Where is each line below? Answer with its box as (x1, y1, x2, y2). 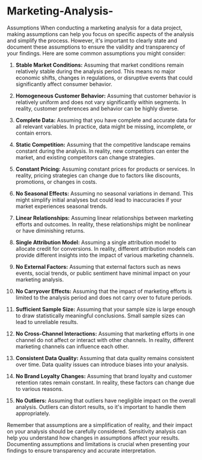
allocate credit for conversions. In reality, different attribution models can (15, 245, 196, 252)
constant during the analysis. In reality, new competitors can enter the (15, 147, 189, 155)
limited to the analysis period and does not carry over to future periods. (15, 293, 193, 301)
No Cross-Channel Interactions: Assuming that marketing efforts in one (15, 330, 195, 337)
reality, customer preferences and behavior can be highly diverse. (15, 105, 179, 112)
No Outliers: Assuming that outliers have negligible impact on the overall (15, 397, 196, 404)
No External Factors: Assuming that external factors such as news (15, 263, 181, 270)
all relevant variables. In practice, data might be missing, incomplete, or (15, 123, 192, 130)
